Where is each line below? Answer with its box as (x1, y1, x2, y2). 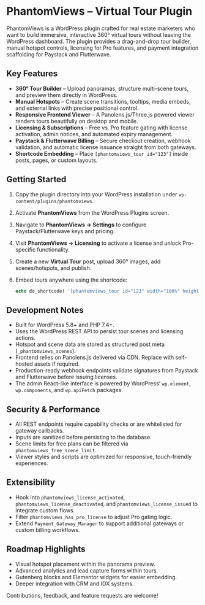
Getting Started (6, 174, 67, 185)
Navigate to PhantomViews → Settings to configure (15, 221, 147, 228)
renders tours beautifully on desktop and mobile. (15, 117, 139, 125)
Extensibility (6, 477, 55, 488)
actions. (15, 334, 35, 342)
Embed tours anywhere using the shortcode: (15, 276, 128, 283)
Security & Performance (6, 404, 100, 415)
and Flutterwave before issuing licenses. (15, 373, 117, 381)
